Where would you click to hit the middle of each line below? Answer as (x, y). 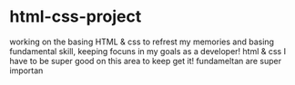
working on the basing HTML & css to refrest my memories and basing (142, 42)
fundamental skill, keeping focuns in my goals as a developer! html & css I (148, 51)
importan (26, 71)
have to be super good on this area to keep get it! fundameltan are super (146, 61)
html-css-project (76, 17)
